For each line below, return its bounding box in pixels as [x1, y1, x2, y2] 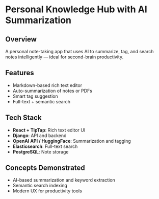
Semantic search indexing [12, 183, 68, 189]
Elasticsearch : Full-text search [12, 143, 78, 149]
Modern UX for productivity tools [12, 188, 83, 194]
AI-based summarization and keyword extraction [12, 177, 116, 183]
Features [5, 69, 34, 77]
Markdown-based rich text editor [12, 82, 83, 88]
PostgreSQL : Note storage [12, 148, 69, 154]
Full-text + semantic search [12, 98, 70, 104]
